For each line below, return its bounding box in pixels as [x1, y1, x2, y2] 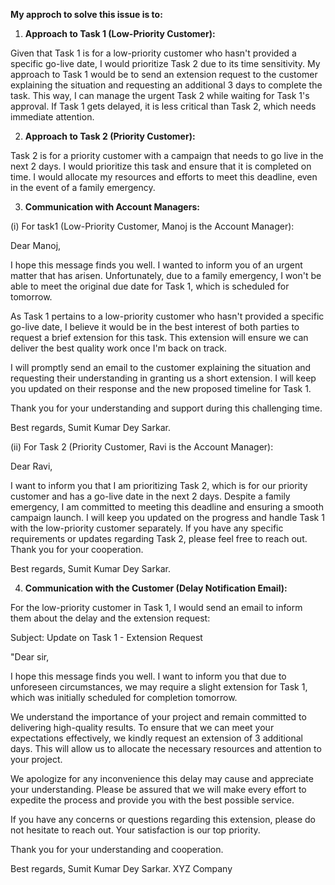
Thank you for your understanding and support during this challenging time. [10, 402, 323, 414]
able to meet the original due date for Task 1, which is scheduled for [10, 280, 290, 292]
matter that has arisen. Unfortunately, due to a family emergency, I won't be [10, 270, 322, 281]
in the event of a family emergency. [10, 182, 156, 193]
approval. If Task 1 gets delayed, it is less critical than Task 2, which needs [10, 100, 317, 112]
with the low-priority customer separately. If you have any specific [10, 522, 284, 534]
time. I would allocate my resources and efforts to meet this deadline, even [10, 171, 318, 183]
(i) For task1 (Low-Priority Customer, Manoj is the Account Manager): [10, 220, 295, 232]
